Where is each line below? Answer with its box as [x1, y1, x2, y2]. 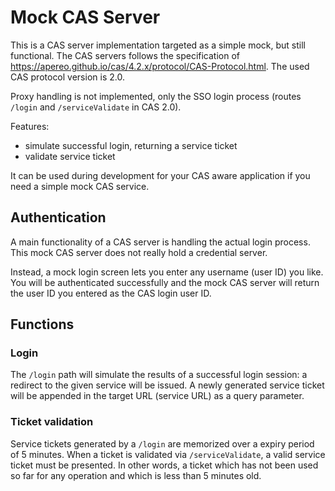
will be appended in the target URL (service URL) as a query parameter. [10, 390, 305, 402]
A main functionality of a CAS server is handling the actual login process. [10, 236, 311, 248]
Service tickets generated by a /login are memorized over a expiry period [10, 437, 315, 450]
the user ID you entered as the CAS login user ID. [10, 287, 212, 299]
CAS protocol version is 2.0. [10, 71, 125, 83]
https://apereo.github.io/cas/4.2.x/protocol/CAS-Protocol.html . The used [10, 60, 310, 72]
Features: [10, 120, 50, 132]
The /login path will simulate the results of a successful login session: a [10, 369, 308, 381]
